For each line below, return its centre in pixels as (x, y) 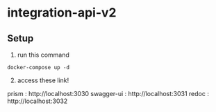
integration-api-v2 (62, 13)
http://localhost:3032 (38, 101)
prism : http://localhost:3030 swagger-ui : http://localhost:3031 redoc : (108, 94)
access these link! (43, 80)
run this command (43, 55)
